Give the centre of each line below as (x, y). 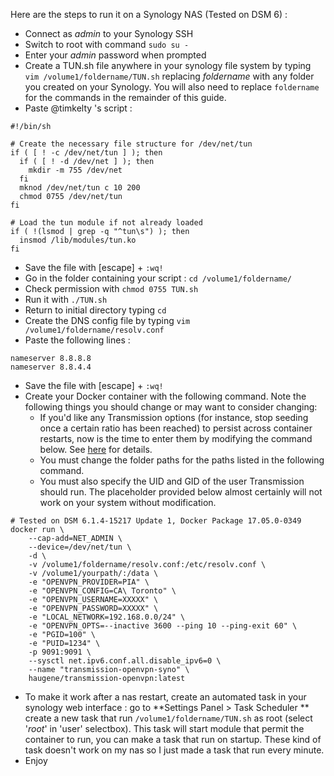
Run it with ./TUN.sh (66, 299)
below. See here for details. (96, 449)
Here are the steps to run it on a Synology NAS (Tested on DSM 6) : (149, 14)
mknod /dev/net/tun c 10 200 (80, 188)
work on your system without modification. (128, 502)
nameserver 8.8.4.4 (51, 367)
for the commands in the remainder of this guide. (125, 97)
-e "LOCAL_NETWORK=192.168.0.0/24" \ (107, 617)
